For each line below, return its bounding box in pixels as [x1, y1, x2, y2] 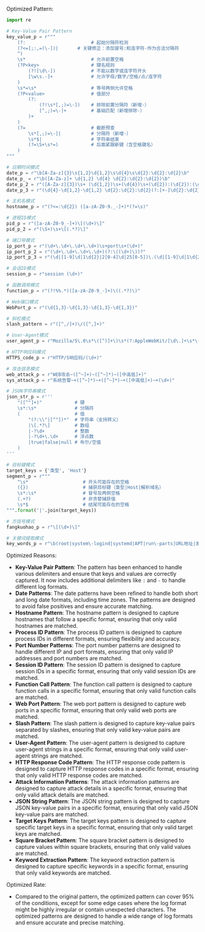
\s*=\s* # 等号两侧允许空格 [17, 85, 133, 91]
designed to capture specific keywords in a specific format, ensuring [15, 863, 189, 870]
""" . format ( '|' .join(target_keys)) [6, 507, 97, 513]
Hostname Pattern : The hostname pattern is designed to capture [15, 609, 179, 617]
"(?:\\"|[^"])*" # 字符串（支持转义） [28, 416, 121, 423]
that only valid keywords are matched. [15, 869, 112, 877]
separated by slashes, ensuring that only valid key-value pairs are [15, 726, 181, 734]
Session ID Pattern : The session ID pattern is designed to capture [15, 661, 181, 669]
